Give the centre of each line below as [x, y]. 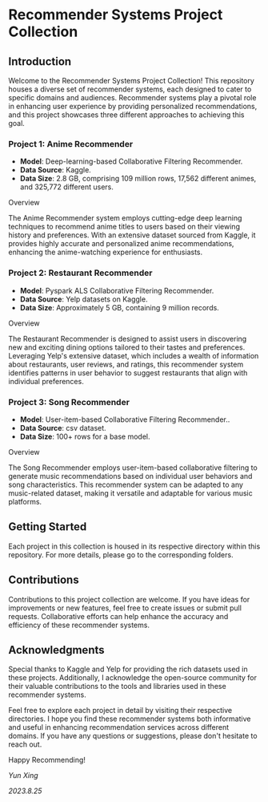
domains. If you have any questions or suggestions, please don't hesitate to [133, 736]
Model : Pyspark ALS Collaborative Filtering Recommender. [117, 290]
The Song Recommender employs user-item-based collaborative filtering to [133, 468]
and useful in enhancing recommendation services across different [119, 727]
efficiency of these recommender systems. [79, 625]
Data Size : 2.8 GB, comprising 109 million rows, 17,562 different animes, [138, 179]
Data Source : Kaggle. [56, 170]
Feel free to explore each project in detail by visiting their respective [120, 711]
